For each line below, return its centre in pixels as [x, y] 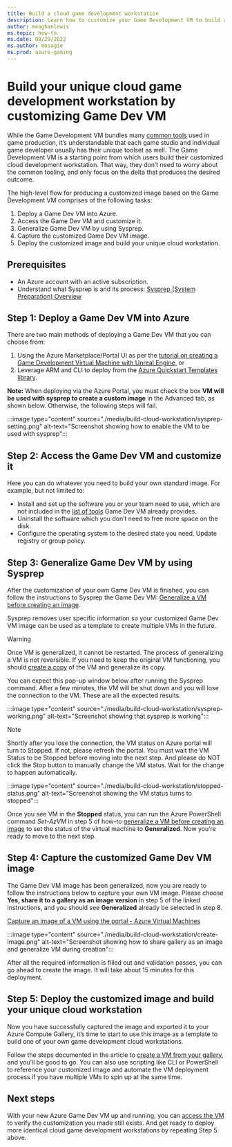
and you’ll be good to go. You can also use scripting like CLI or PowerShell [113, 1062]
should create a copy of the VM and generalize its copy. [87, 667]
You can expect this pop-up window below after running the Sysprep [105, 681]
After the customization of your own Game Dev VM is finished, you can [108, 590]
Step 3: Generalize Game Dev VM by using [100, 562]
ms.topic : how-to [32, 33]
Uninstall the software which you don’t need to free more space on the [118, 519]
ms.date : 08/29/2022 [37, 40]
